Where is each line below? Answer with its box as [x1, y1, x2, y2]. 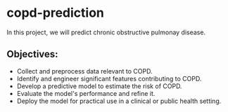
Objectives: [6, 48, 58, 60]
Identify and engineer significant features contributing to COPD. [16, 74, 202, 83]
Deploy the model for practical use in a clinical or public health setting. [16, 97, 222, 105]
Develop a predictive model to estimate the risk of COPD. [16, 82, 182, 90]
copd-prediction [6, 5, 105, 21]
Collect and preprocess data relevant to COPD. [16, 66, 153, 75]
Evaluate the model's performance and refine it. [16, 89, 156, 97]
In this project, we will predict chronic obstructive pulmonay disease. [6, 28, 205, 36]
